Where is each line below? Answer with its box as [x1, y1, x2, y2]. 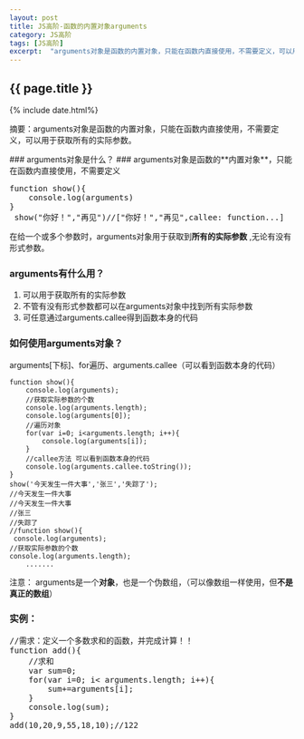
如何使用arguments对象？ [9, 337, 124, 350]
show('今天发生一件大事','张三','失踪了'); [9, 480, 158, 489]
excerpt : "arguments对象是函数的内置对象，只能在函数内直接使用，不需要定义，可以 [9, 47, 292, 56]
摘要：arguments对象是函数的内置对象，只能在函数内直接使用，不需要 [9, 123, 271, 134]
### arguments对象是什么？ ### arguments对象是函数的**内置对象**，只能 [9, 153, 292, 164]
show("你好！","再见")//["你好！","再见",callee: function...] [14, 212, 285, 222]
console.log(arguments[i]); [42, 436, 147, 445]
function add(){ [9, 645, 81, 656]
